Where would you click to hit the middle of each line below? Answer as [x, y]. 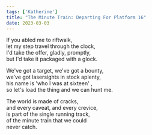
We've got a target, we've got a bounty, [55, 71]
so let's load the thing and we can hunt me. [59, 90]
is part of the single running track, [48, 114]
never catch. [22, 127]
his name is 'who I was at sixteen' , [50, 83]
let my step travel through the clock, [51, 46]
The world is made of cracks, [42, 101]
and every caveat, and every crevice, [52, 108]
